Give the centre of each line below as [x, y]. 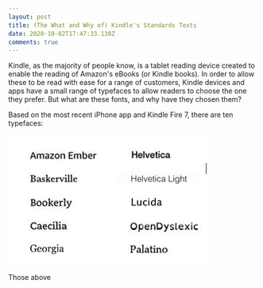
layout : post [30, 17]
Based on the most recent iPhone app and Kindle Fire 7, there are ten [121, 115]
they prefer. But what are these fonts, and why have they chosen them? [125, 99]
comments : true [33, 42]
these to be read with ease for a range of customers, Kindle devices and [126, 83]
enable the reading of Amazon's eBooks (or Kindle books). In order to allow [131, 74]
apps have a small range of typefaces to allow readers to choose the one [128, 91]
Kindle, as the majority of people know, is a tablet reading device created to [132, 66]
